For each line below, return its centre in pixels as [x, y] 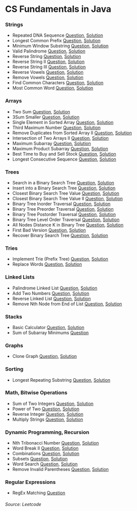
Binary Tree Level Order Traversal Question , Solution [66, 220]
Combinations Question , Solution [46, 454]
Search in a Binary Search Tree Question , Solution [63, 183]
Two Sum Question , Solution [41, 112]
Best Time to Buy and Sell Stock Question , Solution [64, 154]
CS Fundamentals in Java [58, 9]
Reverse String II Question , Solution [48, 62]
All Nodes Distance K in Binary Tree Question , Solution [68, 225]
